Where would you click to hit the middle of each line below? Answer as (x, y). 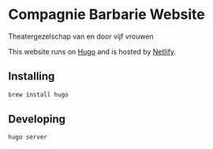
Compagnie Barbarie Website (106, 15)
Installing (32, 76)
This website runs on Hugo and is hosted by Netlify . (92, 51)
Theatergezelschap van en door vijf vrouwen (81, 36)
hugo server (28, 137)
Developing (37, 119)
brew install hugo (38, 95)
